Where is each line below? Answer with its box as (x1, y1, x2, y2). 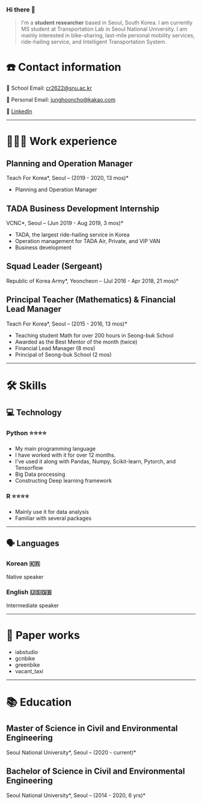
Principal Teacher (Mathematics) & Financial (6, 295, 176, 305)
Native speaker (6, 573, 44, 580)
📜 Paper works (6, 629, 80, 643)
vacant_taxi (14, 667, 44, 674)
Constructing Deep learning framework (14, 477, 112, 484)
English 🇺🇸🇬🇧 (6, 588, 52, 596)
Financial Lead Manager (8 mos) (14, 344, 96, 351)
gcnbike (14, 655, 35, 662)
